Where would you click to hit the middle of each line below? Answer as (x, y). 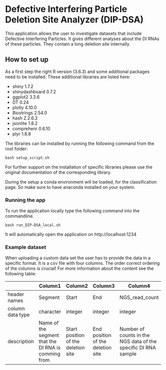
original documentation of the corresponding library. (58, 172)
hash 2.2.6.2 (25, 118)
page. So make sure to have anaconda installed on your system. (70, 187)
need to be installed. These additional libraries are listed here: (68, 77)
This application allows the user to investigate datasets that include (73, 33)
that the (48, 342)
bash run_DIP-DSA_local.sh (33, 225)
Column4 (139, 286)
